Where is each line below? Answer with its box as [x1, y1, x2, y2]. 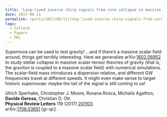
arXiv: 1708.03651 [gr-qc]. [5, 106, 57, 112]
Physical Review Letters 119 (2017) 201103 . [5, 101, 94, 107]
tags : [5, 21, 16, 26]
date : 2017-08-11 [5, 12, 41, 17]
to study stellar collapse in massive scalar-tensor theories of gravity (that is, [5, 59, 161, 65]
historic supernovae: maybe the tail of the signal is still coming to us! [5, 80, 146, 86]
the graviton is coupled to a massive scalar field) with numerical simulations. [5, 64, 162, 70]
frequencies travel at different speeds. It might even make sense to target [5, 75, 156, 81]
